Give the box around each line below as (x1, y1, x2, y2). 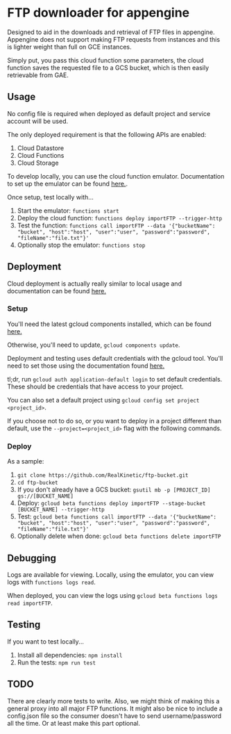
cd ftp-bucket (17, 480, 58, 487)
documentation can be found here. (7, 286, 106, 295)
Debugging (7, 552, 57, 564)
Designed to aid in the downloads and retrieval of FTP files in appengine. (7, 28, 215, 36)
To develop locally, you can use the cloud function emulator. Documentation (7, 172, 225, 180)
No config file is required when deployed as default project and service (7, 109, 211, 117)
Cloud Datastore (17, 144, 65, 152)
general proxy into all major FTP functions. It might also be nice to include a (7, 704, 223, 712)
